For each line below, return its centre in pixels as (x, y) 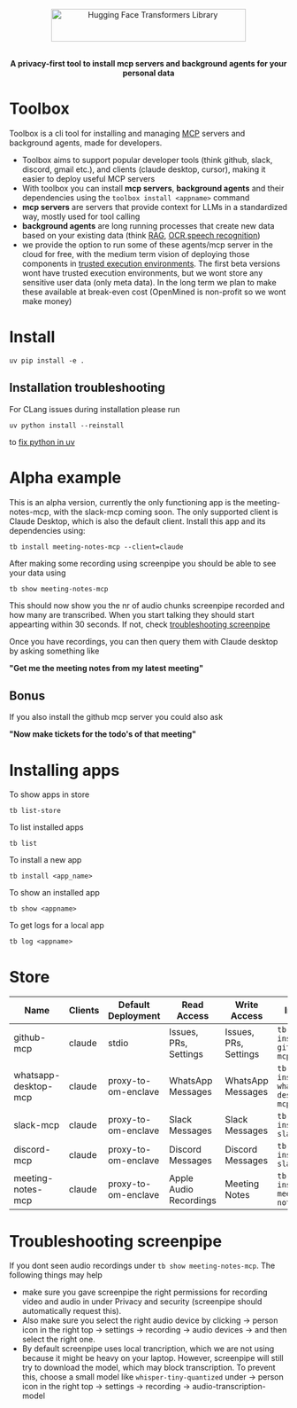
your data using (38, 573)
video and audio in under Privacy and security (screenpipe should (142, 1302)
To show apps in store (49, 794)
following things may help (56, 1275)
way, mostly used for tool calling (81, 216)
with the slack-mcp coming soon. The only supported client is (165, 512)
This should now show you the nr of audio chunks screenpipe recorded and (147, 605)
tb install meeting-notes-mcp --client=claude (96, 547)
